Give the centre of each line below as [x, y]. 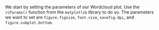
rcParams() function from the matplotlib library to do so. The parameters [79, 12]
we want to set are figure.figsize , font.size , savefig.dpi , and [70, 17]
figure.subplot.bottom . [29, 22]
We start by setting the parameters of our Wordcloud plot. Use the [72, 7]
